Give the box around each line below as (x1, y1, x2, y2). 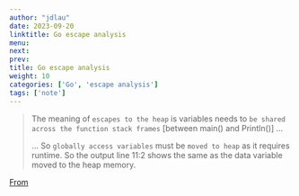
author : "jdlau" (9, 13, 70, 22)
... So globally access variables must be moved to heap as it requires (31, 140, 290, 151)
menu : (9, 38, 30, 48)
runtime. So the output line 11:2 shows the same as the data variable (31, 149, 283, 160)
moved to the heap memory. (31, 159, 136, 170)
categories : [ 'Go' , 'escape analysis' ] (9, 80, 159, 89)
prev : (9, 55, 30, 64)
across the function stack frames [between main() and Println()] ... (31, 122, 284, 133)
